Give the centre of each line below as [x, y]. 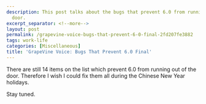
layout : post [23, 29]
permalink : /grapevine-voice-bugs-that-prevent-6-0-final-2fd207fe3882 [100, 35]
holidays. [18, 82]
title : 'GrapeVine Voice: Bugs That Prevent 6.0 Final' [79, 52]
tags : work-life [27, 40]
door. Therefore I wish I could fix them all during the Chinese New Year [96, 76]
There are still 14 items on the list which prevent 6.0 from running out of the [101, 69]
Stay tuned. [21, 94]
